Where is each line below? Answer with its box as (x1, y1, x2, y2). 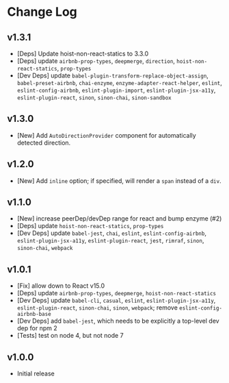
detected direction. (16, 138, 71, 147)
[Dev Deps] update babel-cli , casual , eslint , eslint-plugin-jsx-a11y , (16, 296, 216, 305)
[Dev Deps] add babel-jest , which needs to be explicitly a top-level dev (16, 317, 220, 325)
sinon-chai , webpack (16, 244, 73, 252)
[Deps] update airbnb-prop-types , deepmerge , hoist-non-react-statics (16, 289, 217, 297)
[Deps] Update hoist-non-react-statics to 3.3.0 (16, 49, 149, 58)
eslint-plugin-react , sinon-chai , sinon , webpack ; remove (16, 304, 178, 312)
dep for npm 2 (16, 324, 57, 332)
